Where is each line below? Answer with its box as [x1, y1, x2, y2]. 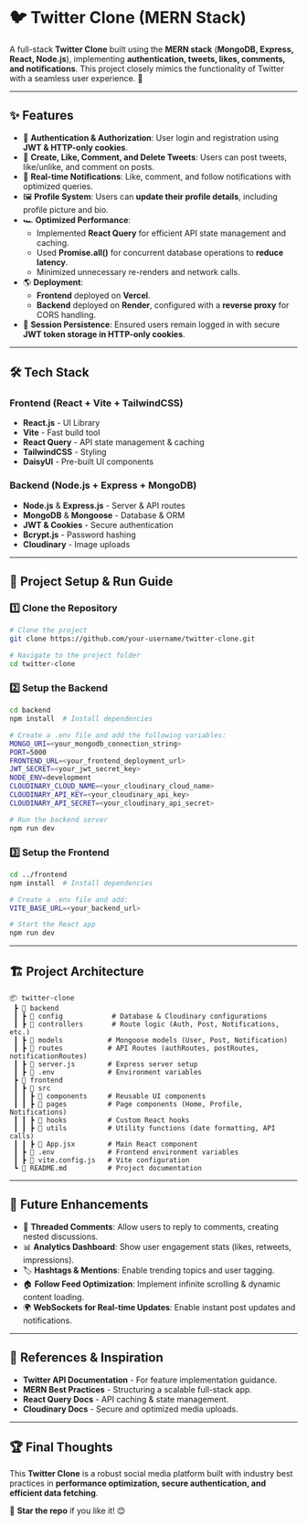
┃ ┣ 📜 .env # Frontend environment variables [13, 1148, 239, 1157]
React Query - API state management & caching [22, 437, 206, 448]
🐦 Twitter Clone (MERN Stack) [9, 7, 247, 28]
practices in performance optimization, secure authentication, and [9, 1477, 267, 1489]
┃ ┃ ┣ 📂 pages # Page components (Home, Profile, [13, 1099, 244, 1108]
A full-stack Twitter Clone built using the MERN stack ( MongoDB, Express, [9, 43, 294, 55]
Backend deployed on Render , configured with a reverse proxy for [36, 299, 290, 311]
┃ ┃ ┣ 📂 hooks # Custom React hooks [13, 1116, 190, 1125]
